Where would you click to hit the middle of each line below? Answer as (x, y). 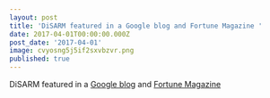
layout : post (34, 17)
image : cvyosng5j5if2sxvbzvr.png (72, 51)
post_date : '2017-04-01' (56, 42)
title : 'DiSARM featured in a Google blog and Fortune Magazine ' (136, 26)
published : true (39, 59)
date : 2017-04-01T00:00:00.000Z (70, 34)
